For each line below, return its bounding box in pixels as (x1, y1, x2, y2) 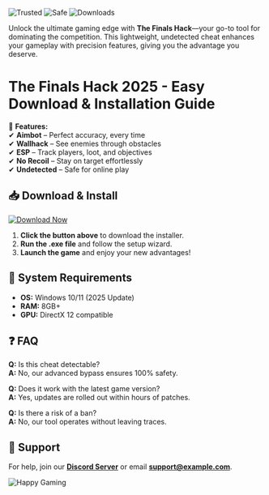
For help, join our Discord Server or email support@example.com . (8, 462, 233, 472)
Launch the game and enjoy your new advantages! (19, 247, 191, 257)
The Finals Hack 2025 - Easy (8, 78, 205, 96)
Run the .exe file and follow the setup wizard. (19, 239, 173, 249)
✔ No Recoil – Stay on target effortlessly (8, 156, 143, 165)
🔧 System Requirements (8, 271, 132, 285)
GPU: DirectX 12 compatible (19, 309, 113, 319)
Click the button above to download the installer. (19, 230, 185, 240)
